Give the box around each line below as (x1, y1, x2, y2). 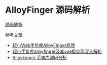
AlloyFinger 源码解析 (5, 4, 90, 16)
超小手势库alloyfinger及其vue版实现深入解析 (12, 48, 102, 54)
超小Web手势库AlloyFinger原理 (12, 42, 75, 48)
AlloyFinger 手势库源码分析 (12, 54, 68, 60)
